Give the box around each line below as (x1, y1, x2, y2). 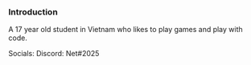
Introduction (8, 6, 58, 18)
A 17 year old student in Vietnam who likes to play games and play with (8, 25, 243, 35)
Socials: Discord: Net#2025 (8, 49, 100, 59)
